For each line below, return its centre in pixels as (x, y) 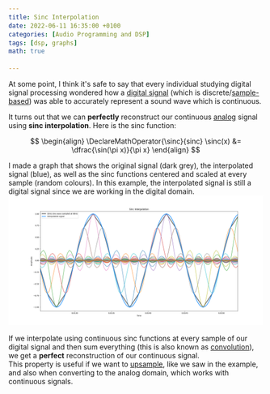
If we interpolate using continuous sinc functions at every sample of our (128, 338)
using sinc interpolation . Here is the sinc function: (92, 125)
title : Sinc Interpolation (54, 17)
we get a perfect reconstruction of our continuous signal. (104, 355)
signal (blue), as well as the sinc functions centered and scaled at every (128, 174)
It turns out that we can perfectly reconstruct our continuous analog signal (133, 117)
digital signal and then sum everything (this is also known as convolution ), (131, 347)
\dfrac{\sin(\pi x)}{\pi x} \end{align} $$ (136, 150)
